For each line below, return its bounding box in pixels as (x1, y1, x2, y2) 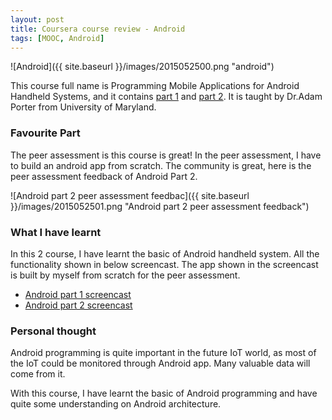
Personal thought (10, 324, 97, 338)
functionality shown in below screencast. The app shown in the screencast (10, 258, 319, 270)
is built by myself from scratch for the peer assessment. (10, 269, 241, 281)
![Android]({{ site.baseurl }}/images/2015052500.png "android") (10, 61, 275, 73)
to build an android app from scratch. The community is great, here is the (10, 159, 312, 171)
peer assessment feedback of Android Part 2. (10, 170, 198, 182)
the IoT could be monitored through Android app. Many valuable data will (10, 357, 311, 370)
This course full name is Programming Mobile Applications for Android (10, 80, 300, 92)
